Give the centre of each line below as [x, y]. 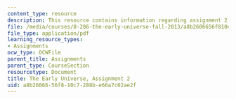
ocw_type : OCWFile [34, 53]
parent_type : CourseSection [48, 66]
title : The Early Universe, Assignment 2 [69, 78]
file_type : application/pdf [48, 33]
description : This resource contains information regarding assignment [114, 20]
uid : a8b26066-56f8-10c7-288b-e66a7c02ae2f [72, 85]
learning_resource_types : [45, 40]
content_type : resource [42, 14]
